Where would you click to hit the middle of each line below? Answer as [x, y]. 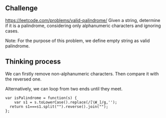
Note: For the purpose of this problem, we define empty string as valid [77, 40]
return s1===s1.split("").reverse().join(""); [59, 106]
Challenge [21, 8]
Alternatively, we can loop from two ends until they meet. [64, 88]
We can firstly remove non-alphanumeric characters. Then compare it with [82, 73]
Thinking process [33, 62]
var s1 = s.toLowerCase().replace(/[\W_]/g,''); [66, 102]
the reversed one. [23, 79]
